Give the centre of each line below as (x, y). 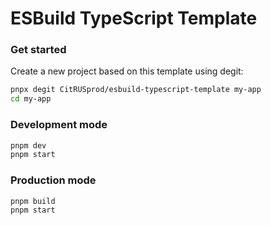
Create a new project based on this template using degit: (127, 71)
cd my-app (31, 99)
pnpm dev (28, 145)
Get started (38, 50)
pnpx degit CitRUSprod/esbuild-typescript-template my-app (136, 90)
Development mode (59, 125)
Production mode (53, 180)
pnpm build (33, 201)
